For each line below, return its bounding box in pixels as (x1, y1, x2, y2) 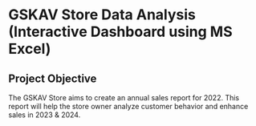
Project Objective (8, 71, 97, 85)
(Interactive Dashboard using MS (8, 22, 233, 41)
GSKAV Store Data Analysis (8, 6, 197, 24)
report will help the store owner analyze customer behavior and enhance (8, 102, 249, 111)
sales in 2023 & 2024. (8, 110, 81, 120)
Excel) (8, 40, 51, 58)
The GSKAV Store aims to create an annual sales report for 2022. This (8, 93, 239, 102)
